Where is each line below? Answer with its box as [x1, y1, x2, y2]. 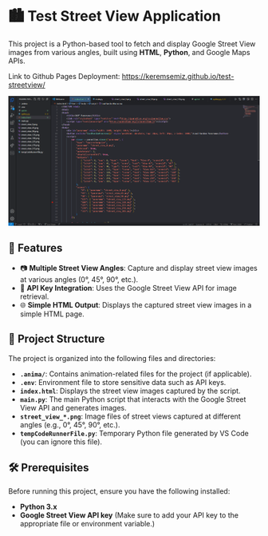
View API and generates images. [19, 403, 128, 412]
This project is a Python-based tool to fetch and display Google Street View [8, 38, 256, 49]
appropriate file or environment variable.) [19, 518, 156, 528]
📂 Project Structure [8, 332, 105, 346]
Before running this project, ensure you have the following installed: [8, 486, 231, 496]
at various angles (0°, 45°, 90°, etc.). [19, 274, 139, 284]
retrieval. [19, 292, 49, 301]
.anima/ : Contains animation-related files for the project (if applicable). [19, 369, 252, 379]
